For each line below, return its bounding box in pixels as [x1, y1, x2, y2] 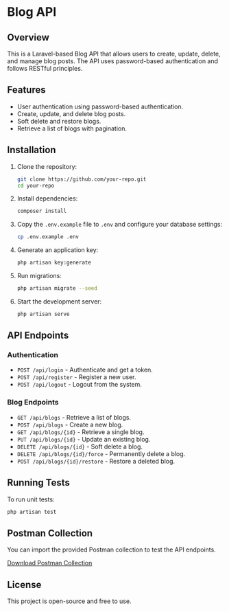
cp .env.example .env [16, 234, 79, 240]
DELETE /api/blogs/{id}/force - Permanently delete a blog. [16, 449, 186, 457]
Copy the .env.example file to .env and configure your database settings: [16, 220, 223, 229]
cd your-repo [16, 182, 55, 189]
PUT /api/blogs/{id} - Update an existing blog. [16, 435, 151, 443]
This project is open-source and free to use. [7, 597, 132, 605]
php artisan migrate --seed [16, 285, 97, 292]
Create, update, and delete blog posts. [16, 109, 126, 117]
